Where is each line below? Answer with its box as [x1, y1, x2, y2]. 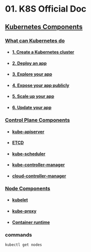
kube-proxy [12, 208, 37, 214]
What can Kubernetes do [5, 37, 65, 44]
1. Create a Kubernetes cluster [12, 49, 75, 55]
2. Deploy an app [12, 60, 47, 66]
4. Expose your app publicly [12, 82, 70, 88]
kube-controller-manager [12, 162, 65, 168]
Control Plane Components [5, 116, 70, 123]
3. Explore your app [12, 71, 52, 77]
